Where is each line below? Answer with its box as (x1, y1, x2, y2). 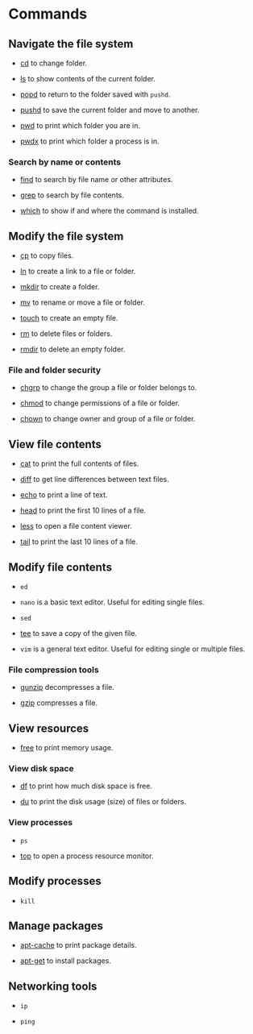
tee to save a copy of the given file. (19, 629, 137, 638)
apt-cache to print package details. (19, 941, 137, 950)
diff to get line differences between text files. (19, 475, 169, 484)
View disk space (8, 763, 74, 774)
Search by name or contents (8, 156, 122, 168)
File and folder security (8, 364, 102, 376)
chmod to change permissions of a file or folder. (19, 398, 180, 408)
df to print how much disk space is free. (19, 781, 153, 791)
